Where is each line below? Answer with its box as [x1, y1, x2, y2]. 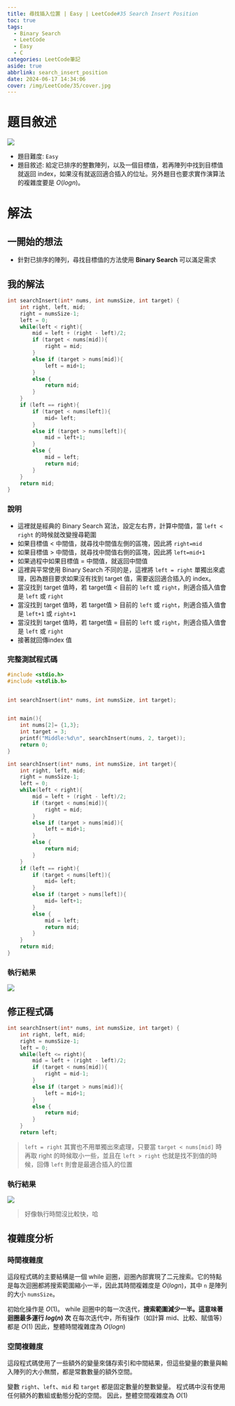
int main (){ [7, 715, 42, 723]
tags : [7, 23, 23, 30]
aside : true [7, 62, 42, 69]
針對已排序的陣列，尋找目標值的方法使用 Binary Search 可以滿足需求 [17, 255, 217, 264]
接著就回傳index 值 [17, 636, 72, 644]
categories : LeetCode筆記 [7, 56, 80, 63]
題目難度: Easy [17, 152, 59, 161]
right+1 [53, 610, 76, 617]
